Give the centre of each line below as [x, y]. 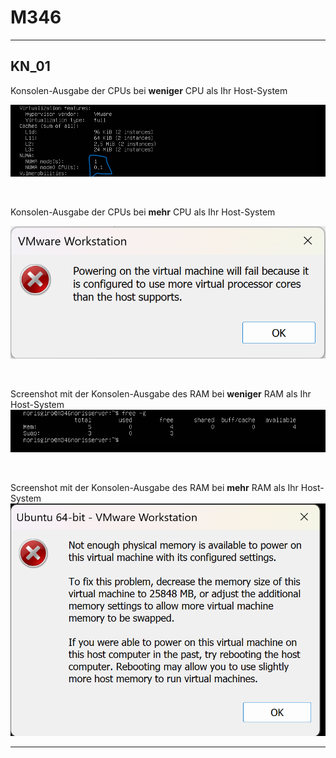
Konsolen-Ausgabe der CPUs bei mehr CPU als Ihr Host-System [143, 212]
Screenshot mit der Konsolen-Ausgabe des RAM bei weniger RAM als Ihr [161, 394]
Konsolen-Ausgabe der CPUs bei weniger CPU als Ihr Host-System [149, 90]
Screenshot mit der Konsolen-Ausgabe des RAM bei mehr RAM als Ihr [154, 488]
